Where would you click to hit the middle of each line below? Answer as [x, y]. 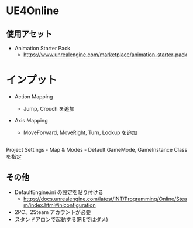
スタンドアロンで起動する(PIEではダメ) [61, 220]
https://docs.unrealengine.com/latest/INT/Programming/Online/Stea [105, 199]
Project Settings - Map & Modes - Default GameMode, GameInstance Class [97, 150]
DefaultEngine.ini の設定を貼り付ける [59, 192]
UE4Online [33, 11]
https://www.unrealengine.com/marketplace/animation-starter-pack [105, 55]
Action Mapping [34, 96]
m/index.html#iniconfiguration [59, 205]
